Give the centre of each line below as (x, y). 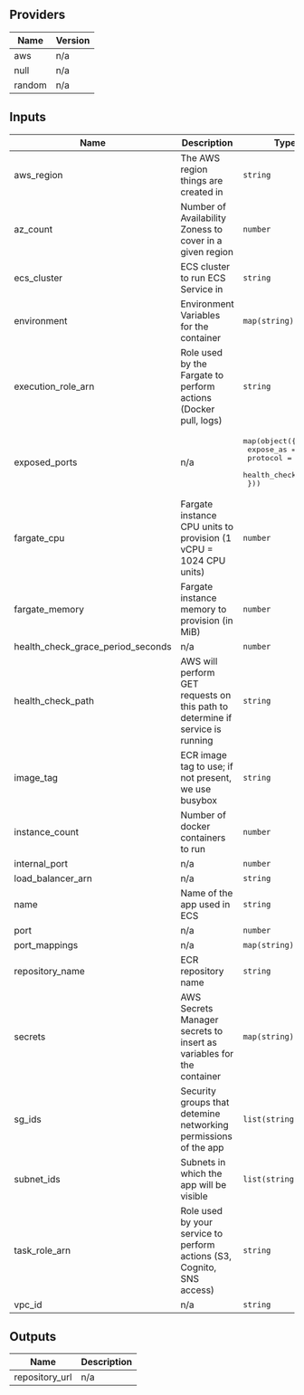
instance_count (47, 831)
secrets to (202, 1030)
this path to (204, 707)
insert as (199, 1042)
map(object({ (270, 441)
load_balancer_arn (53, 878)
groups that (205, 1102)
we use (196, 789)
